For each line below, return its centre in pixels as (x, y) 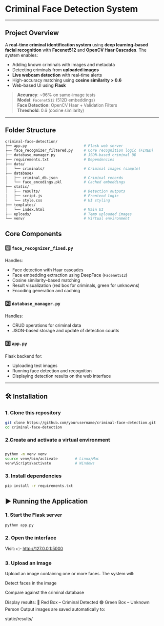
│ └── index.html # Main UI (54, 209)
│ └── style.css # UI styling (58, 200)
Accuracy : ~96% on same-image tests (56, 95)
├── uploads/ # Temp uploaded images (69, 214)
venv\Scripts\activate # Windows (50, 464)
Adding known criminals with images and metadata (63, 64)
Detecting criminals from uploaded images (55, 70)
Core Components (33, 233)
